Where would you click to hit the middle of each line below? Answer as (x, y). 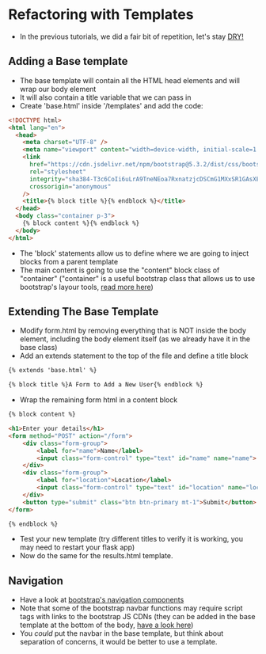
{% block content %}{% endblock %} (81, 223)
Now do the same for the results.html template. (96, 556)
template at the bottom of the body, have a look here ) (106, 625)
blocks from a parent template (69, 261)
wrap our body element (58, 89)
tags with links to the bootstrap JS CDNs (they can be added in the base (137, 617)
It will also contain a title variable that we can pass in (105, 97)
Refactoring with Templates (101, 15)
